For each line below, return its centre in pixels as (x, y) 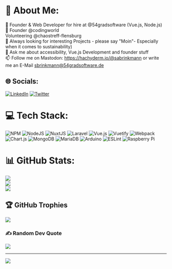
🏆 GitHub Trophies (37, 205)
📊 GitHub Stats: (40, 160)
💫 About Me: (32, 11)
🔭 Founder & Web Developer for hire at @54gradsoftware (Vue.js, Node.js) (84, 25)
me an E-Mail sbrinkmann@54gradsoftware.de (55, 65)
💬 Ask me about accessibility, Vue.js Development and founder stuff (77, 52)
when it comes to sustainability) (39, 46)
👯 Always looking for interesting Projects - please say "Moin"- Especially (82, 41)
